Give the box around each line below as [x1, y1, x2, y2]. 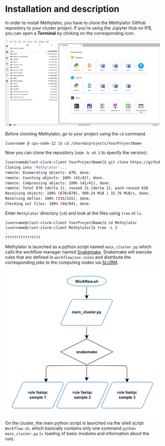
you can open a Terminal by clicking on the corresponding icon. [5, 30, 135, 36]
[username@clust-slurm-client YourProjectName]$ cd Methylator [5, 220, 137, 225]
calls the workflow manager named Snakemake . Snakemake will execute [5, 249, 152, 255]
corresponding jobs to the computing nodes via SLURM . [5, 259, 119, 265]
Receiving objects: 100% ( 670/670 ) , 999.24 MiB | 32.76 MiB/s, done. [5, 191, 151, 196]
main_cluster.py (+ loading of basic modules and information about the [5, 430, 150, 436]
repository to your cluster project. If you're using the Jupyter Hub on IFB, [5, 25, 153, 31]
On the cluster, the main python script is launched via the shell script [5, 420, 144, 426]
